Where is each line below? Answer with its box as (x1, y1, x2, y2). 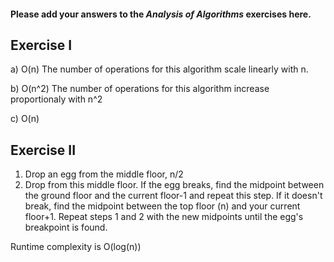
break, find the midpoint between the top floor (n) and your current (24, 200, 301, 212)
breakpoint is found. (24, 221, 108, 234)
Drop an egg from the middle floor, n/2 (24, 168, 184, 180)
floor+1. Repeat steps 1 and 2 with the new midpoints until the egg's (24, 211, 304, 223)
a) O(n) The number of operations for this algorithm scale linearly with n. (10, 63, 309, 75)
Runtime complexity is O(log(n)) (10, 241, 142, 253)
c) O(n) (10, 113, 40, 125)
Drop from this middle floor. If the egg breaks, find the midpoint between (24, 179, 325, 191)
